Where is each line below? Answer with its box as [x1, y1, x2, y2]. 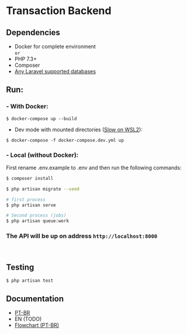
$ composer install [6, 175, 54, 181]
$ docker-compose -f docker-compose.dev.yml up [6, 137, 124, 143]
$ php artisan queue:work [6, 218, 69, 224]
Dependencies [6, 28, 60, 38]
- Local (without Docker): [6, 151, 79, 159]
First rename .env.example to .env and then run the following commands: [6, 164, 182, 171]
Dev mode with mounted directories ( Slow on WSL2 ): [14, 126, 143, 133]
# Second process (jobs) [6, 213, 67, 219]
